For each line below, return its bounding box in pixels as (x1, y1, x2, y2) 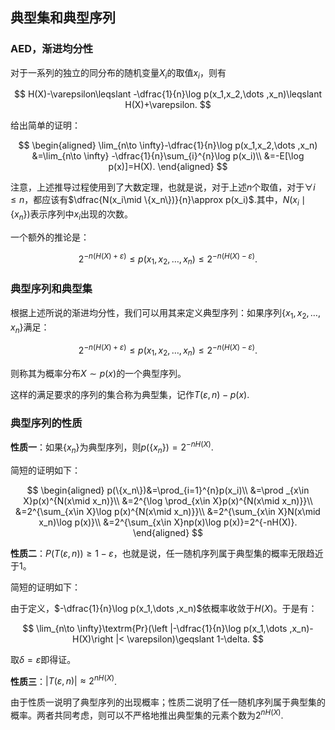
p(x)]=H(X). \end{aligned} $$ (108, 161, 228, 173)
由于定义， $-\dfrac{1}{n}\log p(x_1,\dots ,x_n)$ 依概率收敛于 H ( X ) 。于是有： (10, 602, 318, 614)
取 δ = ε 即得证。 (10, 653, 77, 665)
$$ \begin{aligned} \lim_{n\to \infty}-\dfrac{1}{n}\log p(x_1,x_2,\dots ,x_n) (18, 139, 318, 152)
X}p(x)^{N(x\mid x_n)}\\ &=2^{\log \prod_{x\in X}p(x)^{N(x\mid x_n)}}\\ (23, 494, 313, 507)
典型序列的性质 (10, 416, 83, 430)
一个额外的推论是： (10, 231, 90, 243)
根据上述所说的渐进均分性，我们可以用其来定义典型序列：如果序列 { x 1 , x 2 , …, (10, 306, 321, 321)
